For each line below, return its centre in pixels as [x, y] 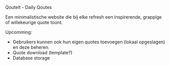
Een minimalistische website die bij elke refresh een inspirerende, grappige [83, 17]
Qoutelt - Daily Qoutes [29, 7]
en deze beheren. [31, 47]
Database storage [31, 58]
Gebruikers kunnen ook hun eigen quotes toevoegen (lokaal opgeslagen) [89, 42]
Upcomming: [19, 32]
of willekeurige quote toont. [34, 22]
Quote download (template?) [42, 53]
